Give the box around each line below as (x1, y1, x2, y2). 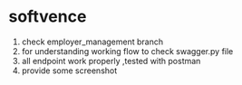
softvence (8, 6, 87, 27)
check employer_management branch (21, 36, 164, 47)
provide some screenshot (21, 65, 118, 76)
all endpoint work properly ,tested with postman (21, 55, 201, 66)
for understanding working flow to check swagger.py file (21, 45, 234, 56)
